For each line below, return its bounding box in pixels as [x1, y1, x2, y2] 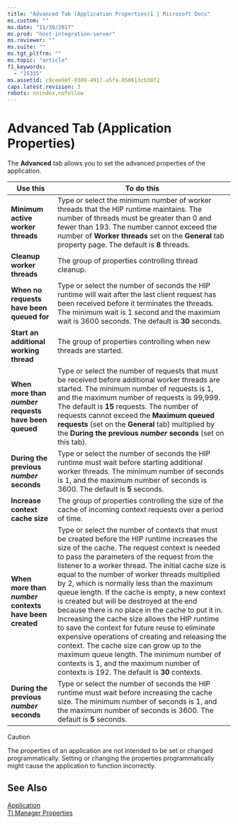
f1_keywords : [7, 63, 46, 70]
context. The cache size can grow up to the [57, 641, 202, 651]
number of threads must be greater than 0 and [57, 213, 212, 223]
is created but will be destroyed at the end [57, 596, 198, 606]
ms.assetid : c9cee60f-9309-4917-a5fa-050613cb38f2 [7, 76, 160, 84]
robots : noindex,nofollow [7, 90, 84, 97]
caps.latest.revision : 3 [7, 83, 81, 90]
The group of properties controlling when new [57, 337, 211, 347]
